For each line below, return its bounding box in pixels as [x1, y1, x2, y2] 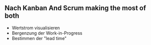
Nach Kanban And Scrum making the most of [4, 4, 147, 12]
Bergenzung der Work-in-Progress [11, 30, 82, 36]
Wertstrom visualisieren [11, 25, 60, 31]
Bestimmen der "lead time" [11, 35, 67, 41]
